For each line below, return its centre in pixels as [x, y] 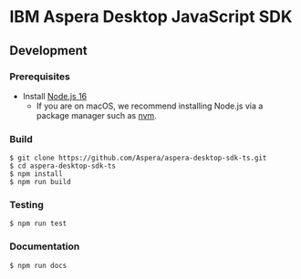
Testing [26, 205]
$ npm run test [38, 224]
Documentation [45, 246]
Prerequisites [40, 77]
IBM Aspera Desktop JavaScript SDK [151, 17]
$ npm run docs [38, 265]
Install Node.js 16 [55, 96]
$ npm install [36, 174]
